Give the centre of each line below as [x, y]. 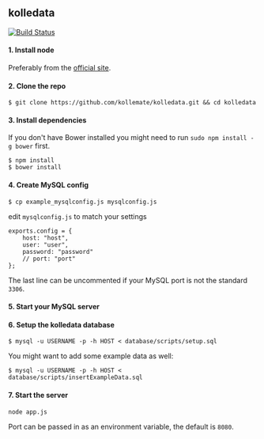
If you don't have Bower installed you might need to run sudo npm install [128, 138]
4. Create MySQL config [49, 185]
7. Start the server [38, 395]
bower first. [32, 146]
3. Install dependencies [47, 120]
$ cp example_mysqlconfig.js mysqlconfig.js [83, 202]
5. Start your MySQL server [54, 307]
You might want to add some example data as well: [91, 356]
